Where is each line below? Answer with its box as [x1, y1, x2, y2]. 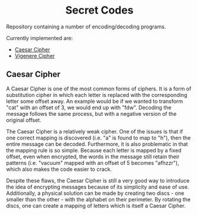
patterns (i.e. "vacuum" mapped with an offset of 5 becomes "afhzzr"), [6, 159, 179, 166]
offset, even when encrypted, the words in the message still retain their [6, 153, 180, 160]
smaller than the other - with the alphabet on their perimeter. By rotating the [6, 196, 191, 203]
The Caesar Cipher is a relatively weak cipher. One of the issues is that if [6, 128, 183, 135]
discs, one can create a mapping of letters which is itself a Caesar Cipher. [6, 202, 186, 209]
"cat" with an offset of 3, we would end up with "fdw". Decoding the [6, 104, 172, 111]
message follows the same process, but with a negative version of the [6, 110, 177, 117]
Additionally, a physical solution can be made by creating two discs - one [6, 190, 185, 197]
